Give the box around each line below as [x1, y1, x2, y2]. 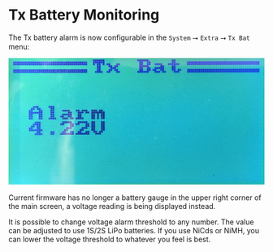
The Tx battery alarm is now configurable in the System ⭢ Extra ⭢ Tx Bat [8, 33, 250, 42]
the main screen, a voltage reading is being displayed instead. [8, 202, 216, 211]
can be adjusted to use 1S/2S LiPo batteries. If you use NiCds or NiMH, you [8, 226, 260, 236]
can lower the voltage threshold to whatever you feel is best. [8, 234, 211, 245]
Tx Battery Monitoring [8, 6, 160, 24]
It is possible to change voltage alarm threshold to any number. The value [8, 217, 254, 227]
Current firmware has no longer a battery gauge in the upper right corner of [8, 193, 262, 202]
